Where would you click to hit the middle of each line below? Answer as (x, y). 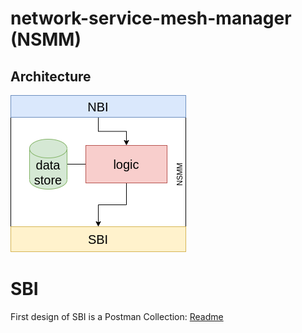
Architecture (51, 76)
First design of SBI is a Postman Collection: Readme (117, 316)
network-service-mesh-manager (151, 18)
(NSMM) (46, 39)
